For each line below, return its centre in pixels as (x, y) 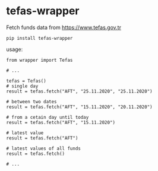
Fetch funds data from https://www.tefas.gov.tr (64, 27)
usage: (15, 49)
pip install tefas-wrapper (39, 38)
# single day (22, 86)
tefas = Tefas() (26, 81)
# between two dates (32, 102)
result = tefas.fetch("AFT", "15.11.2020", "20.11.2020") (79, 107)
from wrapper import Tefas (39, 60)
